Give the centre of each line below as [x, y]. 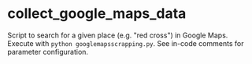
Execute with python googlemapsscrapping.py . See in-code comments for [126, 43]
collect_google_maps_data [97, 14]
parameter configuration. [48, 52]
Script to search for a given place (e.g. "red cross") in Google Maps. [118, 35]
